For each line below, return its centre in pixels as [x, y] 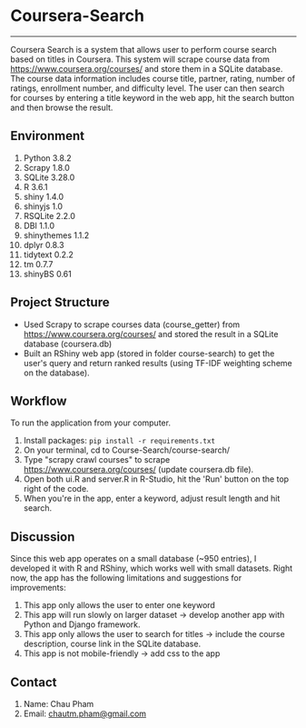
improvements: [38, 588]
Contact [34, 682]
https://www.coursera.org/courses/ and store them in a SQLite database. [147, 68]
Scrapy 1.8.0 [47, 167]
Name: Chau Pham [59, 704]
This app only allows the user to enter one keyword [119, 605]
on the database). [56, 373]
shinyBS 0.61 [47, 274]
